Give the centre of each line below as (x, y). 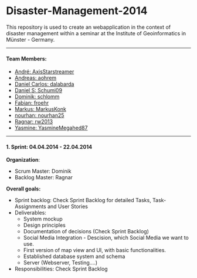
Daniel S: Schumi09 (38, 91)
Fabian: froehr (31, 103)
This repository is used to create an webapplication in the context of (89, 27)
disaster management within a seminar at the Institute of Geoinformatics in (96, 33)
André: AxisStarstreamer (44, 72)
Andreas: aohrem (35, 78)
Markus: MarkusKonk (40, 109)
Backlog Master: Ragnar (44, 177)
